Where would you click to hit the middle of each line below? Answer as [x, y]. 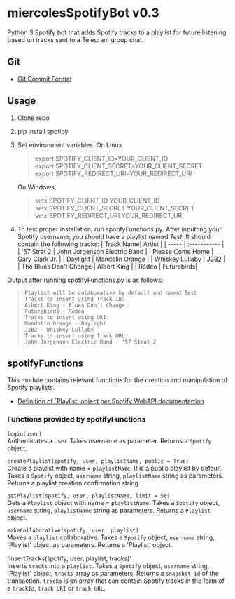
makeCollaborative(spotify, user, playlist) [73, 530]
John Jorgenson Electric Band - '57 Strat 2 [90, 342]
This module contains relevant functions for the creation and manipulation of [117, 380]
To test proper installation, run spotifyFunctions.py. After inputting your [120, 229]
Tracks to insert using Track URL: [76, 336]
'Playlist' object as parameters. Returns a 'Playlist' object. [90, 544]
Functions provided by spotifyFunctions [77, 419]
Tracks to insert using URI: [67, 317]
